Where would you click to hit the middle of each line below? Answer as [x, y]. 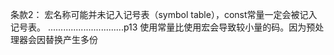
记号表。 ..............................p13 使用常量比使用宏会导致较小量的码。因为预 [163, 27]
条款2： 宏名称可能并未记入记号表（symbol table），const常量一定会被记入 [164, 14]
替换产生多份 [71, 39]
